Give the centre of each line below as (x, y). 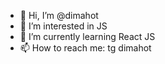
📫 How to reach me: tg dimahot (85, 48)
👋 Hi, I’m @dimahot (59, 15)
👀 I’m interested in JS (63, 26)
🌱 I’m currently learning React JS (87, 36)
